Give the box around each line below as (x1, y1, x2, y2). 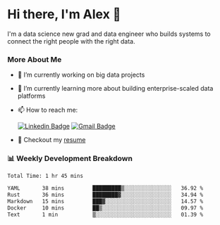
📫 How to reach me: (17, 105, 78, 115)
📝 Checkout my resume (17, 136, 86, 144)
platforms (17, 91, 46, 101)
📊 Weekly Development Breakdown (7, 154, 133, 164)
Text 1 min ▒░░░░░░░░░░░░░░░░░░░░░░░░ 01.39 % (7, 211, 203, 218)
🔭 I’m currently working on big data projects (17, 70, 145, 79)
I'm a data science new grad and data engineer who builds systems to (7, 30, 211, 38)
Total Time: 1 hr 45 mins (7, 172, 83, 179)
